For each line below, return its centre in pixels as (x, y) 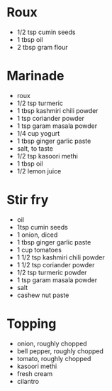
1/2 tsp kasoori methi (47, 156)
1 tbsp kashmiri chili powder (57, 110)
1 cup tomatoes (39, 250)
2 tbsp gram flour (42, 47)
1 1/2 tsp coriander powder (56, 264)
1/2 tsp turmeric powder (52, 272)
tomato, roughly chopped (54, 358)
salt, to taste (35, 148)
